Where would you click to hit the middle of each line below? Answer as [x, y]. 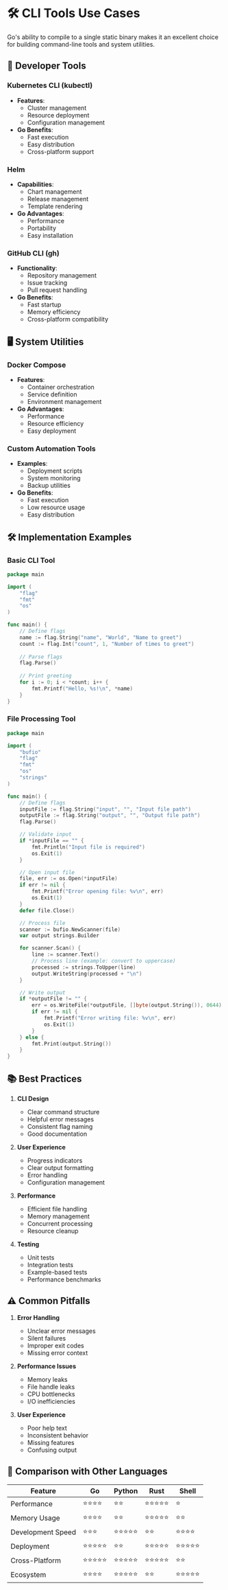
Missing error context [58, 1353]
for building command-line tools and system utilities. [81, 44]
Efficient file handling [57, 1209]
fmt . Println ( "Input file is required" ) [89, 847]
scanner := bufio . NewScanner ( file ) [70, 929]
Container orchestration [61, 387]
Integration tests [50, 1265]
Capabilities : [35, 184]
